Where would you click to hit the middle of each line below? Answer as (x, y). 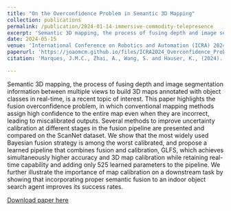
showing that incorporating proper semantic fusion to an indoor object (107, 179)
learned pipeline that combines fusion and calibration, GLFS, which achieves (115, 150)
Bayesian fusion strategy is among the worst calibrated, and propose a (107, 143)
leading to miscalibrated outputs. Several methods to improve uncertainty (111, 121)
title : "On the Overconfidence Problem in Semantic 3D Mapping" (101, 13)
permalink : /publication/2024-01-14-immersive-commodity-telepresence (110, 26)
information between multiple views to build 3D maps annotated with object (114, 91)
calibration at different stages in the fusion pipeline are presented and (106, 128)
